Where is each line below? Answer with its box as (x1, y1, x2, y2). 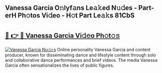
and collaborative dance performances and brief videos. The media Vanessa (5, 58, 158, 63)
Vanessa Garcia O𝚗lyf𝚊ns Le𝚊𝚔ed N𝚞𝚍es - (5, 4, 137, 12)
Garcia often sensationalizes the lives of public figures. (5, 62, 115, 68)
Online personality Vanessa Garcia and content (57, 47, 151, 52)
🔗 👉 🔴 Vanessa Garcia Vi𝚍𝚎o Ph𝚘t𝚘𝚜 (5, 31, 120, 40)
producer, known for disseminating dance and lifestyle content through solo (5, 52, 156, 58)
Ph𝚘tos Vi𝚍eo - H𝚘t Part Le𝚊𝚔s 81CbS (17, 12, 135, 20)
